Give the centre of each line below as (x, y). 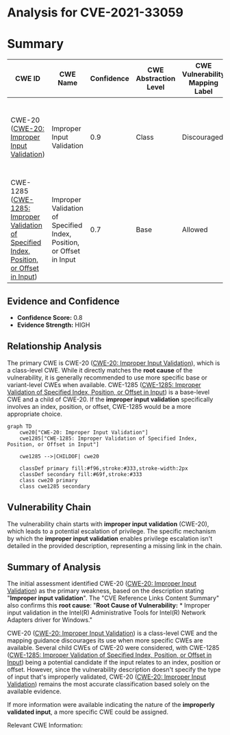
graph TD (20, 426)
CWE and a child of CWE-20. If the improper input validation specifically (110, 399)
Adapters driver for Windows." (50, 620)
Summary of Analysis (54, 567)
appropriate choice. (35, 414)
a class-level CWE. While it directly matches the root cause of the (100, 370)
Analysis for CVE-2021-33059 (95, 13)
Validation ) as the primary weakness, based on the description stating (105, 591)
